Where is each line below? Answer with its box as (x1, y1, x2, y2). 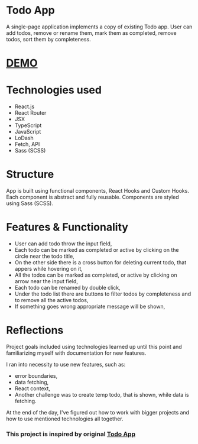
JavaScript (14, 128, 41, 135)
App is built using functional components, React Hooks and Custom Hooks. (6, 187, 189, 194)
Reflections (6, 323, 64, 337)
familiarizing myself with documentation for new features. (6, 349, 147, 357)
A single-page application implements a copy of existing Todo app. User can (6, 23, 193, 30)
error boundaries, (14, 372, 58, 379)
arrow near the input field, (14, 277, 79, 284)
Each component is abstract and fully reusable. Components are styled (6, 193, 179, 200)
